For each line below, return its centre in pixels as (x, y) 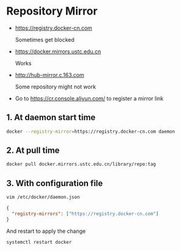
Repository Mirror (52, 11)
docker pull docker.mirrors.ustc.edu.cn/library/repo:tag (81, 164)
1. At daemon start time (51, 117)
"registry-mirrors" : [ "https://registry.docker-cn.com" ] (85, 213)
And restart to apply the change (46, 231)
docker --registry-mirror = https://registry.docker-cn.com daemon (90, 132)
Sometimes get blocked (45, 39)
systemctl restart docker (39, 242)
